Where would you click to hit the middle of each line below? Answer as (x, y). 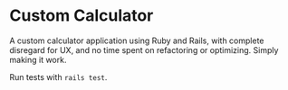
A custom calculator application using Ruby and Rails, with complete (137, 40)
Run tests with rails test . (58, 76)
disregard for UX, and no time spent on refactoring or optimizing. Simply (144, 49)
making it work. (38, 59)
